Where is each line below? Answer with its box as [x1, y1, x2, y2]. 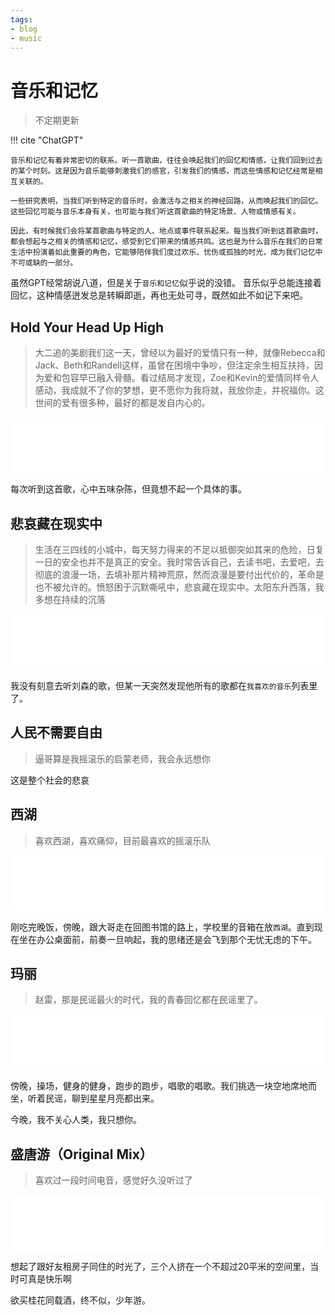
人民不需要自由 [10, 724, 103, 741]
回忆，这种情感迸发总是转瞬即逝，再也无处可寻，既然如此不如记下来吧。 [10, 289, 308, 301]
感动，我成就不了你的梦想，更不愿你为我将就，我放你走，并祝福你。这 [34, 384, 325, 396]
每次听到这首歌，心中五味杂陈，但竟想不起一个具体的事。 [10, 483, 247, 495]
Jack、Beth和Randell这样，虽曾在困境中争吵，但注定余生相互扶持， [34, 359, 315, 371]
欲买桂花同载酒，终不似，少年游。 [10, 1294, 151, 1306]
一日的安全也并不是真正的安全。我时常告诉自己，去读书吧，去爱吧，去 [34, 556, 325, 568]
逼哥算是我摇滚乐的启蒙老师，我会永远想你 [34, 752, 211, 765]
